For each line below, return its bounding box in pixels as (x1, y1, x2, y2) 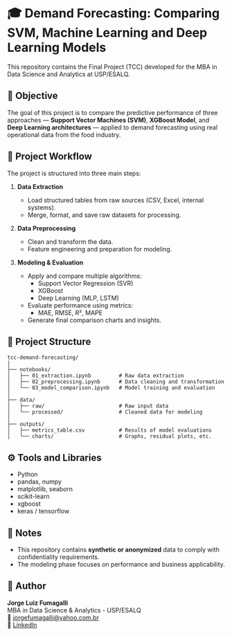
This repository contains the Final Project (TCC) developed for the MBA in (7, 62, 217, 71)
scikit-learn (17, 493, 50, 501)
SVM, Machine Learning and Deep (7, 25, 208, 41)
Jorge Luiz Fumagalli (7, 599, 69, 607)
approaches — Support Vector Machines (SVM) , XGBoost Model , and (7, 116, 210, 124)
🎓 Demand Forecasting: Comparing (7, 6, 220, 21)
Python (17, 470, 38, 479)
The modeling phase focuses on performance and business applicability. (17, 560, 225, 568)
